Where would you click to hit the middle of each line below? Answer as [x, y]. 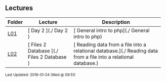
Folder [15, 22]
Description [116, 22]
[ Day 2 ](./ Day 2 [48, 30]
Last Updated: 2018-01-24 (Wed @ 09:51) [40, 75]
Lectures [19, 8]
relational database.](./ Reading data [116, 50]
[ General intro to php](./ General [111, 30]
